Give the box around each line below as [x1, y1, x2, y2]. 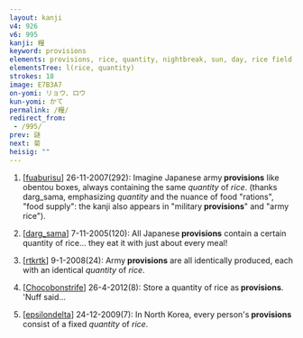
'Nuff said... [22, 291, 66, 302]
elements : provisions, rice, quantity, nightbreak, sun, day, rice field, [9, 55, 297, 64]
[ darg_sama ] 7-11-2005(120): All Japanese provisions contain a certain [22, 227, 287, 239]
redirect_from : [9, 114, 67, 123]
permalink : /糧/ [9, 105, 69, 114]
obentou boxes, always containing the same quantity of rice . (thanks [22, 181, 278, 192]
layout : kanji [9, 13, 63, 23]
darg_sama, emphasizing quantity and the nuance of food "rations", [22, 191, 274, 202]
